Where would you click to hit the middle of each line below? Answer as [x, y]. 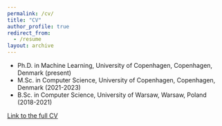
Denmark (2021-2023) [49, 88]
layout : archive [30, 46]
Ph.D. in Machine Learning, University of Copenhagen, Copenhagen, [115, 65]
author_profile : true [38, 26]
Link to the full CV [33, 116]
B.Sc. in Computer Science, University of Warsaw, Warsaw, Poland [112, 95]
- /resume [27, 39]
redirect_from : [29, 33]
